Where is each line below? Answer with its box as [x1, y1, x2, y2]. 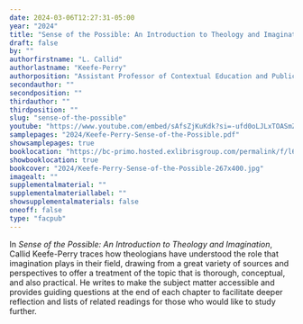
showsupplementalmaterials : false [9, 197, 140, 207]
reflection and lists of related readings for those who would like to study [9, 296, 277, 307]
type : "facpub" [9, 213, 67, 223]
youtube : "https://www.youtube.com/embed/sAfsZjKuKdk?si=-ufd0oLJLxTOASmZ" [9, 122, 300, 131]
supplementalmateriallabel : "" [9, 189, 127, 198]
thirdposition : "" [9, 105, 78, 114]
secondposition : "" [9, 88, 83, 97]
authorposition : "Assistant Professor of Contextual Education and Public [9, 72, 297, 81]
